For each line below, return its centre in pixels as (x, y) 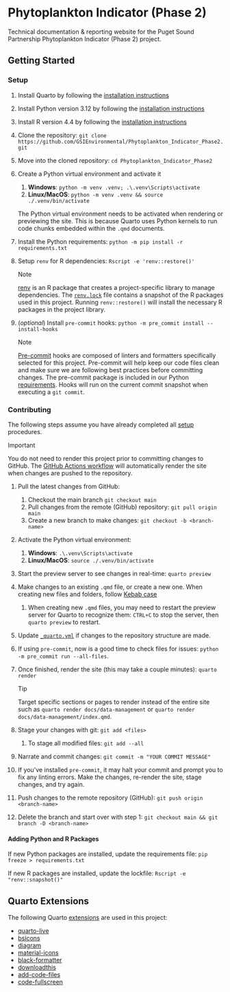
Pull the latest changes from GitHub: (69, 486)
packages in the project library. (61, 309)
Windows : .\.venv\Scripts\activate (80, 553)
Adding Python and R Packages (53, 839)
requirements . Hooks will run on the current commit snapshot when (113, 384)
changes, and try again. (51, 784)
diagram (29, 945)
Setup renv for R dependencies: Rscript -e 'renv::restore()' (106, 261)
